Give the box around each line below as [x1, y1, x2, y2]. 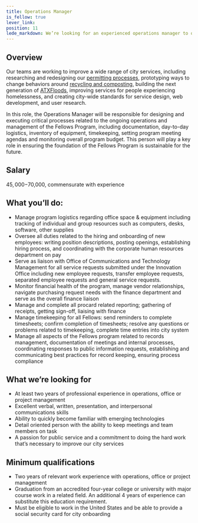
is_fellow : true [6, 14, 46, 20]
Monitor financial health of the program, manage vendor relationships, [14, 282, 185, 289]
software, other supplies [14, 226, 74, 233]
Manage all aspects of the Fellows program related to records [14, 332, 164, 339]
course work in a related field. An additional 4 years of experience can [14, 492, 186, 499]
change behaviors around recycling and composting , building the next [6, 80, 176, 87]
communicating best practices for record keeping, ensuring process [14, 351, 180, 358]
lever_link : [6, 19, 35, 25]
